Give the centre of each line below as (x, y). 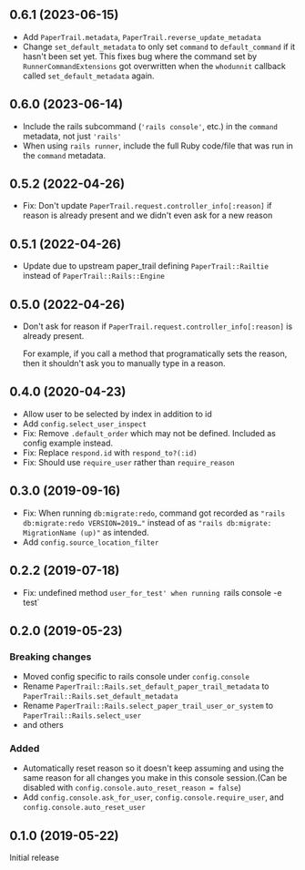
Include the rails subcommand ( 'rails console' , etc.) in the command (150, 126)
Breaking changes (51, 657)
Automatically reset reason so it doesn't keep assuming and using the (153, 768)
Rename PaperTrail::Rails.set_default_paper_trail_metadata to (146, 686)
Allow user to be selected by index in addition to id (117, 414)
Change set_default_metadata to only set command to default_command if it (159, 46)
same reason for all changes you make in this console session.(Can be (155, 778)
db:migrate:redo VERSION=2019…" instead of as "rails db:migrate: (147, 522)
